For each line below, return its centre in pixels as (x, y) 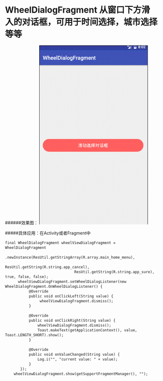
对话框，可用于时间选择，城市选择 (90, 22)
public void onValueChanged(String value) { (74, 354)
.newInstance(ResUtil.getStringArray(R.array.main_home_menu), (70, 257)
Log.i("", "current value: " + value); (78, 359)
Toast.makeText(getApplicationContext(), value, (87, 330)
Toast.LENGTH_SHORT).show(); (34, 335)
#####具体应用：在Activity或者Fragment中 (48, 233)
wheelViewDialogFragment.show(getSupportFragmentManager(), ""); (81, 374)
